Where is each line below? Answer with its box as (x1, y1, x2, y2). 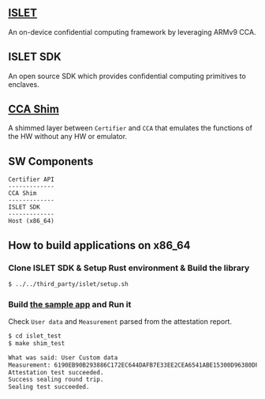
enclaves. (8, 79, 39, 89)
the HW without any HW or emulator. (8, 132, 128, 141)
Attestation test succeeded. (8, 368, 104, 376)
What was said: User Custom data (8, 353, 118, 362)
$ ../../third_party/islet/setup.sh (8, 280, 129, 288)
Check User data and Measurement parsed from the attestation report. (8, 317, 233, 326)
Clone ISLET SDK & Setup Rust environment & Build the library (8, 262, 250, 273)
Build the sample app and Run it (8, 299, 132, 310)
